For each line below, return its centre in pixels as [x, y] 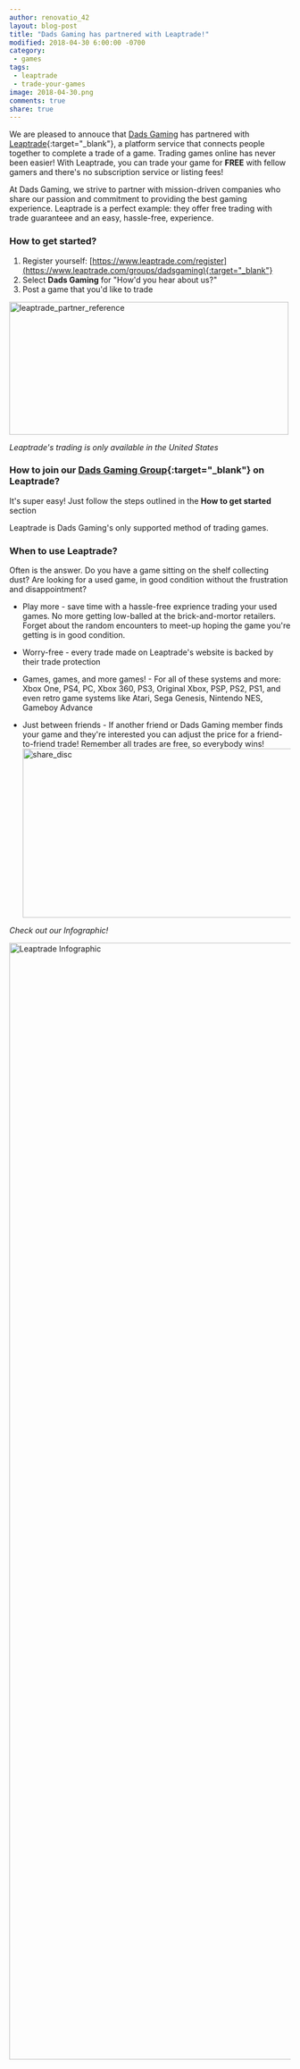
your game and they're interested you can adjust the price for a [138, 734]
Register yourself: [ [57, 261]
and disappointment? [48, 590]
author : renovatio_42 [50, 17]
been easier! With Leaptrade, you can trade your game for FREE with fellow [148, 163]
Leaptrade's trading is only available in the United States [114, 447]
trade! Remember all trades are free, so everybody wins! [161, 744]
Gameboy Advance [58, 708]
